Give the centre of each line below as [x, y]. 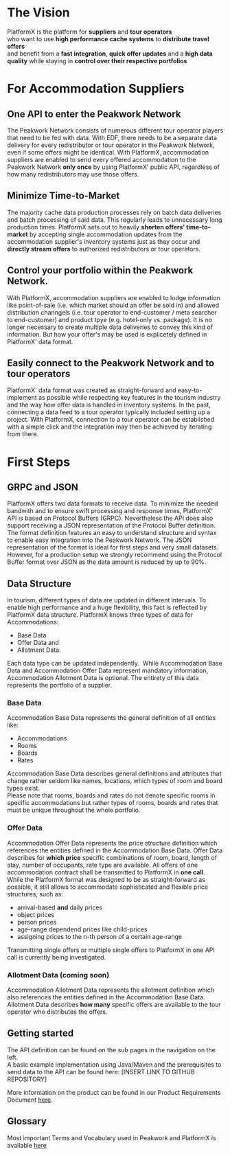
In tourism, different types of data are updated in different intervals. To [107, 600]
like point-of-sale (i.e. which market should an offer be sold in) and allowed [113, 305]
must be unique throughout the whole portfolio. [74, 810]
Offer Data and [38, 643]
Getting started [41, 1033]
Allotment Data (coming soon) [58, 975]
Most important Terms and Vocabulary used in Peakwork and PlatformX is [112, 1137]
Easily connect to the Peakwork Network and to [111, 363]
